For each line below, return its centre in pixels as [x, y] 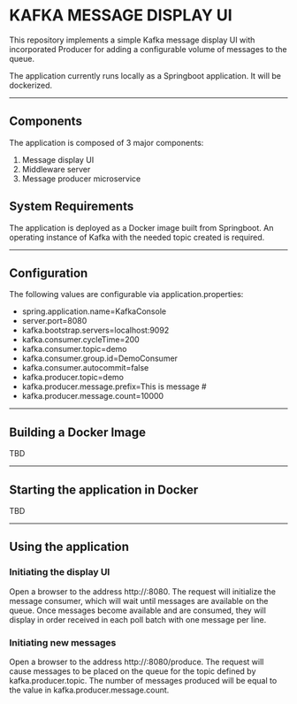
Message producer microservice [81, 179]
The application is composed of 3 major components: [107, 142]
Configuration [49, 273]
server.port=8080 [54, 321]
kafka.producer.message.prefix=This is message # [114, 386]
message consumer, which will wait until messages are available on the [139, 601]
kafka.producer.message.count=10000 [93, 396]
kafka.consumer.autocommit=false [85, 368]
